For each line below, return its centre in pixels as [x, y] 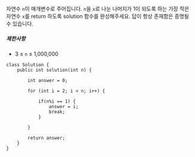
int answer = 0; [48, 80]
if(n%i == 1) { [57, 101]
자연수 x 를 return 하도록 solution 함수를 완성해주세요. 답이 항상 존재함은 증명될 [98, 16]
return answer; [47, 138]
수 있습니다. [20, 24]
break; [57, 112]
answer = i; [64, 106]
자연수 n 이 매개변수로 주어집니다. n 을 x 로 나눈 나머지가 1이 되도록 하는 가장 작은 [98, 9]
